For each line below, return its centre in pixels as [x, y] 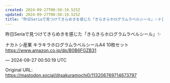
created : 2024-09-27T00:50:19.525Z [43, 10]
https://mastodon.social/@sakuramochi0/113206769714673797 [71, 75]
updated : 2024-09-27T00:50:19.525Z [43, 15]
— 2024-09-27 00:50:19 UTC [36, 60]
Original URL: [19, 70]
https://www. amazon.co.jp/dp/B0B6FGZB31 [51, 50]
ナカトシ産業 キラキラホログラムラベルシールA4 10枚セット [67, 45]
